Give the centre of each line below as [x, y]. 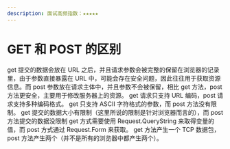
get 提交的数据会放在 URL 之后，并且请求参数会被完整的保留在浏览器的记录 [113, 70]
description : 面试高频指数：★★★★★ [53, 13]
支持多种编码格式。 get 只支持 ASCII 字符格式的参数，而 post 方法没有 [112, 104]
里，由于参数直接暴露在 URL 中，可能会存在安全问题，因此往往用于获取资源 [114, 78]
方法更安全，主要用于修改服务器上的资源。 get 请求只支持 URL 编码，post [112, 95]
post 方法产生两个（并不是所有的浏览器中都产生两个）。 [85, 138]
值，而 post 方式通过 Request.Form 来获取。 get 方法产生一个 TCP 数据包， [114, 129]
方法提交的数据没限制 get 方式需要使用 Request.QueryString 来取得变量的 [111, 121]
